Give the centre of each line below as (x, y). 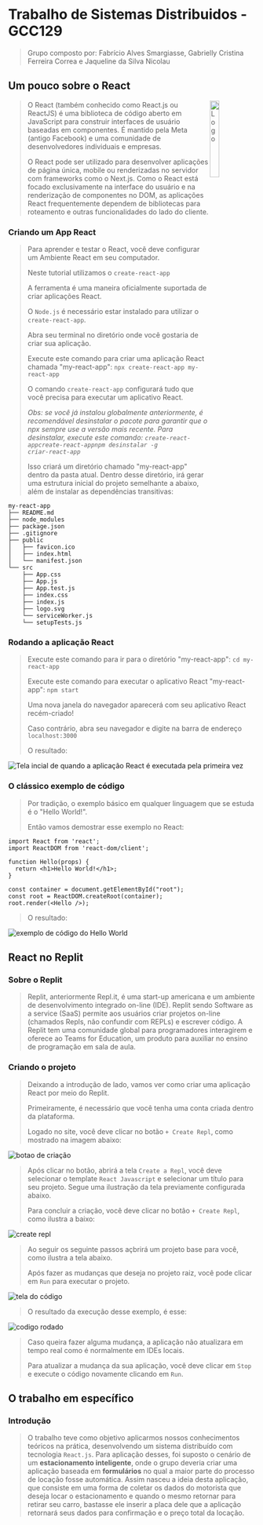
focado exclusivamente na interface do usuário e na (111, 187)
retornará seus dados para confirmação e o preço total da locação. (136, 1513)
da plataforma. (51, 1116)
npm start (63, 691)
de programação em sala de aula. (81, 1047)
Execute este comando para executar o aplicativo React (117, 681)
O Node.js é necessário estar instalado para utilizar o (113, 312)
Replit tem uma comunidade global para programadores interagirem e (140, 1031)
